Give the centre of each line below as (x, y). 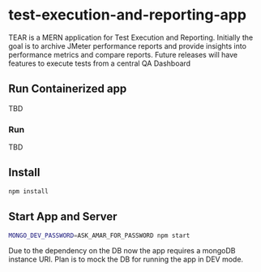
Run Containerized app (68, 89)
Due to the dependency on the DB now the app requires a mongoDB (122, 251)
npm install (28, 191)
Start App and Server (63, 217)
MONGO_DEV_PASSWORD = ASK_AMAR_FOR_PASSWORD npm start (99, 235)
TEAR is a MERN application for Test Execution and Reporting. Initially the (131, 37)
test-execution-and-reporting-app (128, 15)
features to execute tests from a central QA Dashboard (100, 63)
